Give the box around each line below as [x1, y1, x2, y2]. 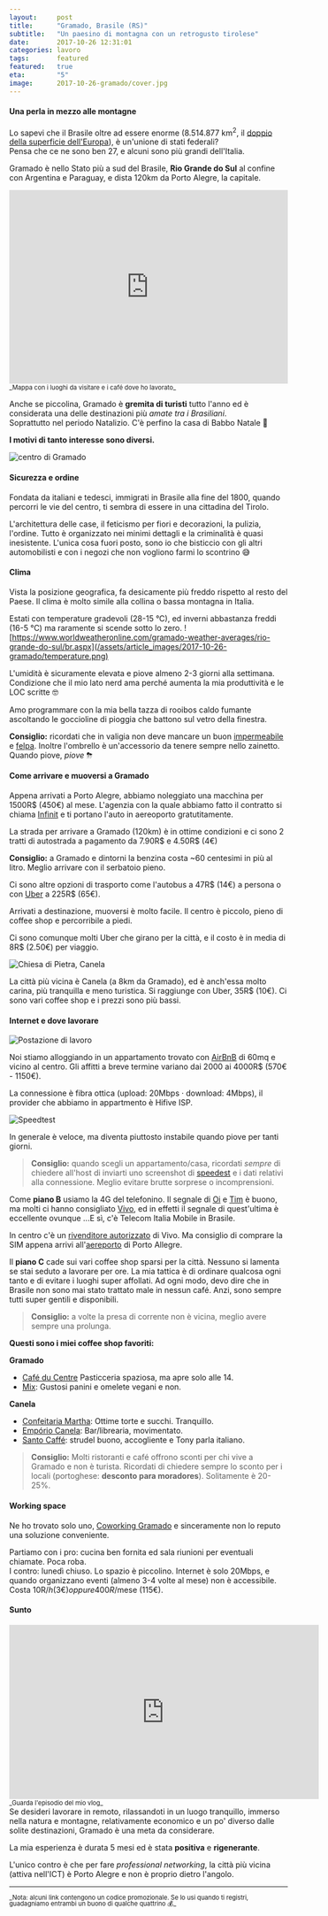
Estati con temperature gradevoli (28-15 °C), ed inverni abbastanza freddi [9, 612, 277, 624]
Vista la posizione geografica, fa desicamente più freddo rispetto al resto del [9, 586, 288, 597]
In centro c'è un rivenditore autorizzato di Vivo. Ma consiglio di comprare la [9, 1230, 283, 1241]
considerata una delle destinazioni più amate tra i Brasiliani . [9, 408, 227, 419]
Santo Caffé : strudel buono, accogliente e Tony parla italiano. [21, 1435, 246, 1445]
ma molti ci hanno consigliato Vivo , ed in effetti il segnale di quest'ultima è [9, 1204, 279, 1214]
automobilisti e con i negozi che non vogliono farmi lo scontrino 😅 [9, 546, 250, 558]
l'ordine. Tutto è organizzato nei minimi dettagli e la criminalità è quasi [9, 527, 263, 538]
